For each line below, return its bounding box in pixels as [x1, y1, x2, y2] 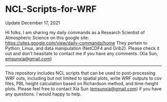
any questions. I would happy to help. [5, 91, 82, 97]
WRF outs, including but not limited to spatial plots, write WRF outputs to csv [5, 75, 162, 81]
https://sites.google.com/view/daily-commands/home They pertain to [5, 40, 148, 46]
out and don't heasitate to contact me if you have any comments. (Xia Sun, [5, 51, 158, 56]
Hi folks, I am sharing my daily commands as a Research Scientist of [5, 29, 145, 35]
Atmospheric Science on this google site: [5, 35, 89, 41]
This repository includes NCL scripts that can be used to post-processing [5, 70, 156, 76]
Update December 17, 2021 [5, 20, 61, 26]
